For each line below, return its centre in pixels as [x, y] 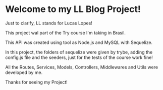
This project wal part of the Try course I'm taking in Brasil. [66, 32]
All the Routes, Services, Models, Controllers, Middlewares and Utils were [82, 67]
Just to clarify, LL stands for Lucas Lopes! [49, 23]
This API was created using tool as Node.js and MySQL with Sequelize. [79, 42]
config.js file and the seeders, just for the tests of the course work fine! [79, 57]
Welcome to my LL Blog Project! [73, 9]
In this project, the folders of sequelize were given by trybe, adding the [79, 52]
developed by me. [24, 72]
